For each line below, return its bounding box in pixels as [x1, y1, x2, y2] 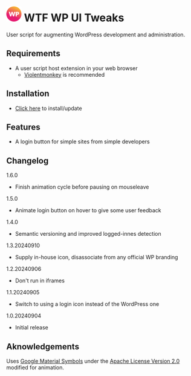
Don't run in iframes [15, 277, 65, 284]
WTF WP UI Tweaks [24, 11, 125, 25]
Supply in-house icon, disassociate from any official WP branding [15, 254, 178, 261]
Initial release [15, 324, 48, 331]
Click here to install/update [15, 105, 83, 112]
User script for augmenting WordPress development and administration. [6, 31, 186, 38]
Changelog [6, 155, 49, 166]
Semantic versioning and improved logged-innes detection [15, 230, 161, 238]
